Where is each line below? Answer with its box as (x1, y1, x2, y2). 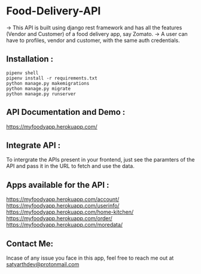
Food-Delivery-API (6, 4, 101, 18)
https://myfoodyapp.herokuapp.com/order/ (6, 215, 112, 222)
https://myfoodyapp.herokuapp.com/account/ (6, 196, 120, 203)
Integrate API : (6, 140, 61, 150)
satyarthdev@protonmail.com (6, 261, 80, 267)
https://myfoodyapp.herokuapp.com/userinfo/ (6, 202, 120, 209)
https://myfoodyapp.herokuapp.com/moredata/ (6, 221, 123, 229)
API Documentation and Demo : (6, 107, 126, 117)
